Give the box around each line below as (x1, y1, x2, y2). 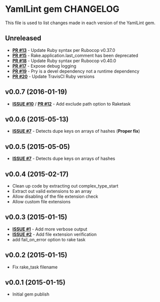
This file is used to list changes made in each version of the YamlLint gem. (5, 20, 156, 26)
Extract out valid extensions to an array (12, 189, 92, 194)
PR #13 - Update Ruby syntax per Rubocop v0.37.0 (12, 47, 116, 53)
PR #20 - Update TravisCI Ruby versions (12, 73, 95, 79)
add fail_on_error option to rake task (12, 236, 86, 242)
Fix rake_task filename (12, 264, 58, 270)
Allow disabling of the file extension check (12, 193, 98, 199)
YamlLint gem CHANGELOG (5, 3, 120, 15)
